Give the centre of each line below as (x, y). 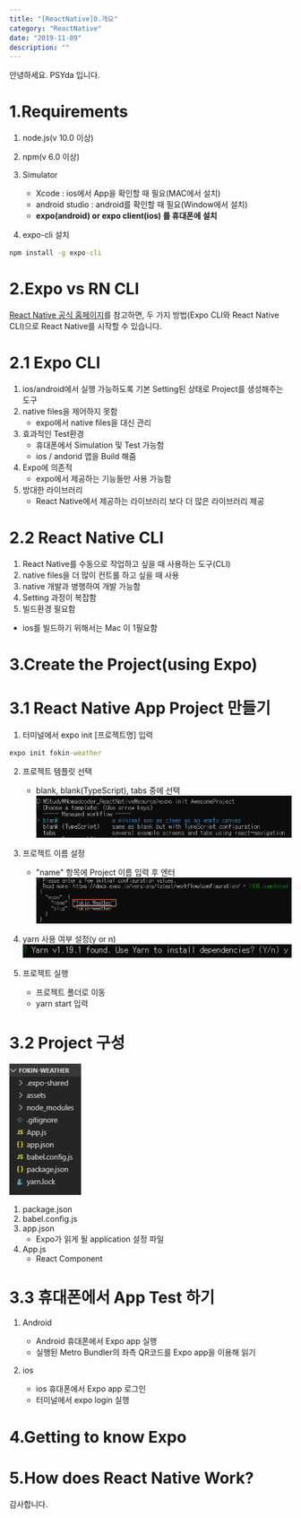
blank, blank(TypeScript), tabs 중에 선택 (108, 790)
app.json (39, 1228)
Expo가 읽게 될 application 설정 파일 (99, 1239)
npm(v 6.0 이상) (51, 157)
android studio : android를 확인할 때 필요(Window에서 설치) (142, 205)
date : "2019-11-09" (46, 38)
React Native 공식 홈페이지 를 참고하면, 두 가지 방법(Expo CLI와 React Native (144, 315)
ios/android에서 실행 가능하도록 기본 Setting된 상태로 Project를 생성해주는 (153, 388)
